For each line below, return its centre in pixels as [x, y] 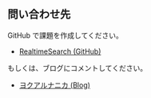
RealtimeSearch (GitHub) [60, 51]
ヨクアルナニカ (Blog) [55, 85]
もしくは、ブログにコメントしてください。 [77, 67]
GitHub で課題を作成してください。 [65, 35]
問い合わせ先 [39, 14]
